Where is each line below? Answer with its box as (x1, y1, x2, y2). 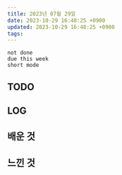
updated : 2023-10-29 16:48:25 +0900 (7, 23, 115, 30)
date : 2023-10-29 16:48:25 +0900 (7, 17, 106, 24)
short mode (7, 61, 39, 69)
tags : (7, 30, 23, 37)
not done (7, 49, 33, 56)
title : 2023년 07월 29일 (7, 10, 76, 18)
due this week (7, 56, 49, 63)
